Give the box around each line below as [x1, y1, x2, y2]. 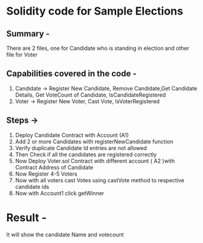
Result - [6, 211, 47, 224]
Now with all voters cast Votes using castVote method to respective [15, 176, 185, 183]
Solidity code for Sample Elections [6, 4, 184, 18]
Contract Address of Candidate [15, 163, 94, 171]
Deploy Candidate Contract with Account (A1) [15, 131, 129, 139]
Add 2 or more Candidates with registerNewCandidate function [15, 138, 173, 145]
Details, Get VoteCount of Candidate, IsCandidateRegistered [15, 91, 166, 98]
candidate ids [15, 183, 50, 190]
